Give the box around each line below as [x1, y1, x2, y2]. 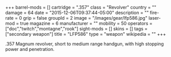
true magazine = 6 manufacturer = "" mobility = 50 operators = [20, 20, 153, 26]
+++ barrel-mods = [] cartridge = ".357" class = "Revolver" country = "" [5, 5, 157, 10]
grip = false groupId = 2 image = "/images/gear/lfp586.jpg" [22, 15, 148, 21]
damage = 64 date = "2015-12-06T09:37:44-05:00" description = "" [5, 10, 149, 16]
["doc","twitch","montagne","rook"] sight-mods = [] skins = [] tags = [5, 26, 148, 32]
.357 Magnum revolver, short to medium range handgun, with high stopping [5, 41, 164, 47]
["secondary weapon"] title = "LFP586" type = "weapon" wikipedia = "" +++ [5, 31, 166, 37]
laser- [148, 15, 161, 21]
